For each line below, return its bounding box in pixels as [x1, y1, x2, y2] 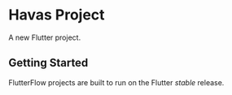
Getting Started [8, 56, 89, 70]
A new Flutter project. [8, 32, 81, 42]
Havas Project [8, 6, 105, 24]
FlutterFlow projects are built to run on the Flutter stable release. [8, 77, 225, 87]
